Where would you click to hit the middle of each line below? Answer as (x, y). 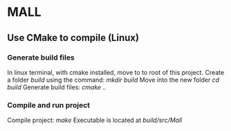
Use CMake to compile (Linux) (73, 38)
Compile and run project (49, 105)
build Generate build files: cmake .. (57, 87)
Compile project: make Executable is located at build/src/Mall (95, 120)
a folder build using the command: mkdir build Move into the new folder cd (113, 80)
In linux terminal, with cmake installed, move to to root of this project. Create (116, 72)
